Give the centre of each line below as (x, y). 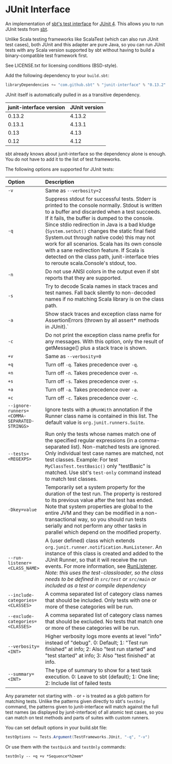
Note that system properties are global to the (99, 506)
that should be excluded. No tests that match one (104, 621)
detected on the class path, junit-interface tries (102, 256)
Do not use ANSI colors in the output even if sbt (102, 271)
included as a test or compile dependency (96, 585)
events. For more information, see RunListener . (101, 566)
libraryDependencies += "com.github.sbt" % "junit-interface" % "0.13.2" (86, 85)
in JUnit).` (57, 326)
